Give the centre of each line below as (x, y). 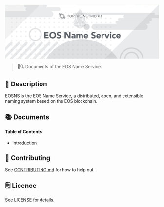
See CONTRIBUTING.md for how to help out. (50, 170)
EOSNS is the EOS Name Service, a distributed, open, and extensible (74, 96)
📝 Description (26, 84)
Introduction (24, 143)
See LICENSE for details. (30, 200)
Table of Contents (24, 132)
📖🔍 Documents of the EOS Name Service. (60, 67)
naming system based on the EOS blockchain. (51, 101)
